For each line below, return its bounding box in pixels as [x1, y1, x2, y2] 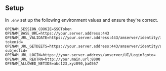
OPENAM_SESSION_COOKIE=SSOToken [5, 27, 72, 32]
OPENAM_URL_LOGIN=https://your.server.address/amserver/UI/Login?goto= [5, 52, 156, 57]
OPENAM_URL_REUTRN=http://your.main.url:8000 [5, 57, 100, 62]
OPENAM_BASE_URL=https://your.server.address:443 [5, 31, 110, 36]
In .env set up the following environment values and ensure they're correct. [5, 17, 158, 23]
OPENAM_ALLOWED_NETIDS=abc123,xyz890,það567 [5, 61, 98, 66]
